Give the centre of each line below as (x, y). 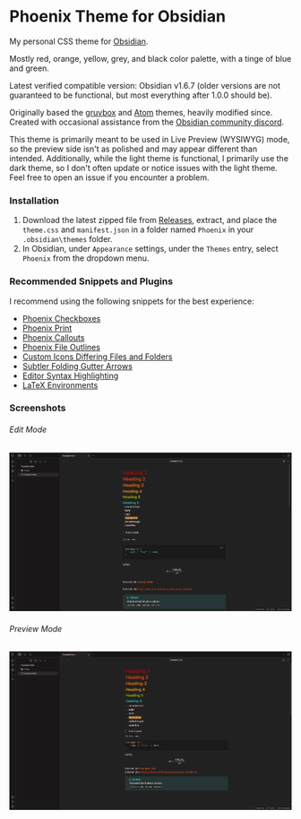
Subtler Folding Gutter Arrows (77, 366)
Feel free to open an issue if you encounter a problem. (109, 177)
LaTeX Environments (60, 385)
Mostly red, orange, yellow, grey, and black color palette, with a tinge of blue (150, 58)
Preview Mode (36, 628)
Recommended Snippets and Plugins (91, 281)
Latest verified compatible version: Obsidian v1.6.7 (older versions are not (145, 85)
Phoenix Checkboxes (61, 318)
